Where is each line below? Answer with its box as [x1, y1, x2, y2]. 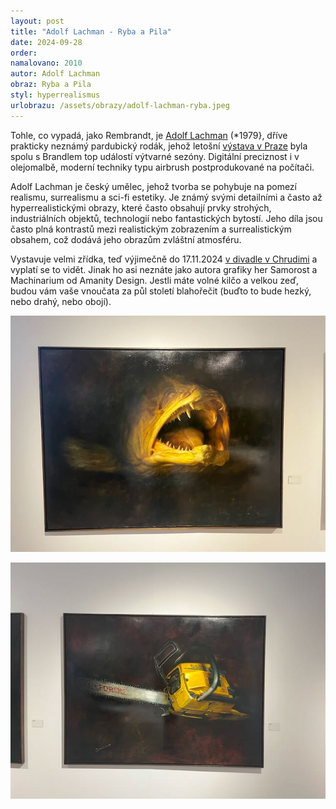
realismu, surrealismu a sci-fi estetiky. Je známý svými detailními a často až [10, 191, 323, 203]
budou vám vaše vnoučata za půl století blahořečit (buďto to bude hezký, [10, 285, 312, 297]
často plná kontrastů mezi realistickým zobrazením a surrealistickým [10, 223, 292, 235]
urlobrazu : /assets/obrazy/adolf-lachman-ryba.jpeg [10, 100, 230, 110]
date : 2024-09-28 [10, 37, 83, 47]
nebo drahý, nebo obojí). [10, 295, 112, 307]
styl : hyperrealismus [10, 90, 101, 100]
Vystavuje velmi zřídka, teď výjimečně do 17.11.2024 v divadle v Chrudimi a [10, 253, 318, 265]
